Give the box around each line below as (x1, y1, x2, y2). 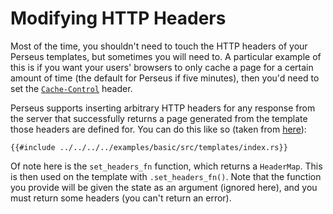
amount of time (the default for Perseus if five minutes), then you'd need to (10, 72, 320, 84)
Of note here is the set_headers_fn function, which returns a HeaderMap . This (10, 160, 323, 172)
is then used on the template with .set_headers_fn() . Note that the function (10, 170, 322, 182)
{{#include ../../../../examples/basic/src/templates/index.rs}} (10, 142, 288, 152)
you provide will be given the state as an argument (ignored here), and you (10, 181, 318, 193)
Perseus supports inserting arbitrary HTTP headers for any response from (10, 102, 316, 114)
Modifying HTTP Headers (10, 7, 227, 30)
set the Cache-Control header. (10, 82, 133, 94)
